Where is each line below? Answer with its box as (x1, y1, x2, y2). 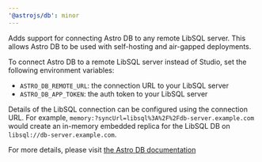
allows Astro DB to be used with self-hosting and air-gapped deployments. (8, 41, 252, 51)
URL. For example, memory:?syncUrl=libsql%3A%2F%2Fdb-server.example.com (8, 112, 255, 122)
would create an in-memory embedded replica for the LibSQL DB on (8, 121, 231, 130)
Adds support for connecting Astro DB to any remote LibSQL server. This (8, 33, 246, 43)
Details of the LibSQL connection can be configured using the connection (8, 104, 248, 114)
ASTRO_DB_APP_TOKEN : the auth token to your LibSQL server (19, 89, 208, 99)
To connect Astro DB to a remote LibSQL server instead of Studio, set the (8, 57, 247, 66)
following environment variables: (8, 65, 115, 75)
